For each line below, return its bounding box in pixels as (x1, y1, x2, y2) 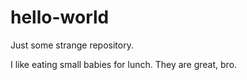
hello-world (10, 6, 110, 29)
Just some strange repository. (10, 39, 134, 51)
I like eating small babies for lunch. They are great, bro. (10, 58, 238, 70)
